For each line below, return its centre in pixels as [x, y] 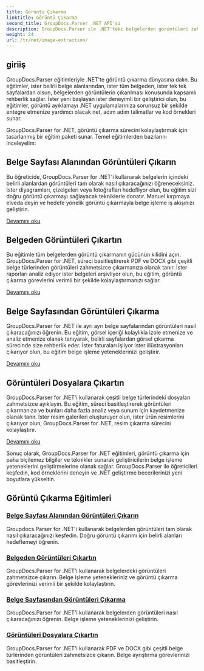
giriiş [16, 65]
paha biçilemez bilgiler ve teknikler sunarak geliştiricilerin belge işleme [94, 460]
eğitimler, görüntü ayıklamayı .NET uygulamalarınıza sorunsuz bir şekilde [97, 105]
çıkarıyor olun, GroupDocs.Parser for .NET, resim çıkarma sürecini [89, 423]
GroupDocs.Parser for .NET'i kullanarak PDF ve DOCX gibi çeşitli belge [95, 648]
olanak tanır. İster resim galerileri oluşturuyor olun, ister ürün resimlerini [95, 417]
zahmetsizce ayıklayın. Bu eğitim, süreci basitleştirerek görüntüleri [89, 404]
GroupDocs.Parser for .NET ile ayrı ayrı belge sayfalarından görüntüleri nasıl [101, 326]
